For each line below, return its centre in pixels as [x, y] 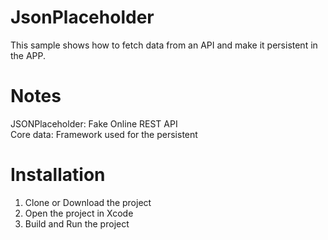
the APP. [28, 55]
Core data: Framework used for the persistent [104, 134]
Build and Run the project [77, 223]
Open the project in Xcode [79, 213]
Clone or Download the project [88, 202]
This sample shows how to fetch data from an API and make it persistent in [164, 45]
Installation [58, 175]
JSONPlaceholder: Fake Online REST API [94, 123]
